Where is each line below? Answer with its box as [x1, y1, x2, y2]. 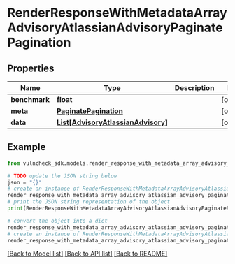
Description [174, 83, 215, 92]
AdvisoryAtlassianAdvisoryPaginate [7, 20, 224, 36]
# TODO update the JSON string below [7, 173, 117, 179]
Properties [7, 62, 55, 74]
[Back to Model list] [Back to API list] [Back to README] [7, 249, 168, 258]
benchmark [10, 95, 50, 104]
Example [7, 141, 46, 153]
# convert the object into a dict [7, 217, 108, 224]
